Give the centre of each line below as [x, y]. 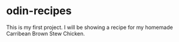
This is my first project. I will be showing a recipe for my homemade [90, 27]
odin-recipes [39, 11]
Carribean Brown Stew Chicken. [45, 33]
